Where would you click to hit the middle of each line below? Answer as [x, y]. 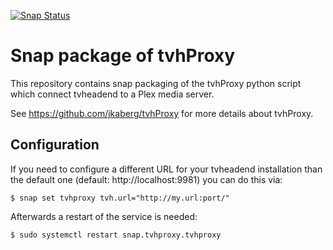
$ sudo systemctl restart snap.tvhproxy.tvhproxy [116, 235]
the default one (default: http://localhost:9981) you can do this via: [146, 179]
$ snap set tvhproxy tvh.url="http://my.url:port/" [120, 198]
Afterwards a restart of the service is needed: [104, 216]
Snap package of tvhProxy [123, 56]
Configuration [55, 145]
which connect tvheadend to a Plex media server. [112, 94]
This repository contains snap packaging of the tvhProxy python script [156, 83]
